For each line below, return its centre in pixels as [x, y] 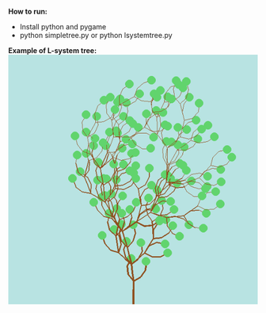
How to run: [28, 11]
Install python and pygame [63, 27]
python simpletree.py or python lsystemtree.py [96, 35]
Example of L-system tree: [53, 50]
